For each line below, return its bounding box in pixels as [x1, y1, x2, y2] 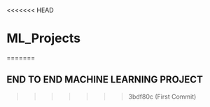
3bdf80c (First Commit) [128, 92, 197, 101]
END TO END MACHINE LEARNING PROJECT [6, 73, 204, 86]
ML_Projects [6, 31, 81, 46]
